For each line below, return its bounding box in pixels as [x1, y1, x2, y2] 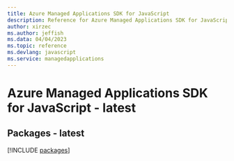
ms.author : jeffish [7, 29, 64, 37]
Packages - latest [7, 128, 85, 139]
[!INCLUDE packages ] [7, 146, 70, 154]
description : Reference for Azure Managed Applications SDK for [7, 17, 198, 24]
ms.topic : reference [7, 42, 68, 49]
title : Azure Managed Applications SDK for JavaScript [7, 10, 170, 17]
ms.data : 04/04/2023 [7, 36, 68, 43]
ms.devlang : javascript [7, 49, 77, 56]
